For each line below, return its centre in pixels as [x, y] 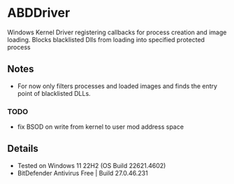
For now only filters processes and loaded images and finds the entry [117, 86]
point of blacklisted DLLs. [54, 93]
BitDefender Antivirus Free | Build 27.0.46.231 [82, 173]
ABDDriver [39, 13]
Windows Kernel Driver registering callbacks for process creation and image [117, 32]
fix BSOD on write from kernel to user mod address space [100, 127]
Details [23, 149]
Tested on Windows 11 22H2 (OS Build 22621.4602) [92, 165]
